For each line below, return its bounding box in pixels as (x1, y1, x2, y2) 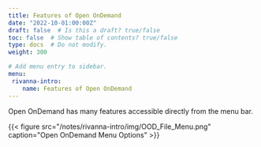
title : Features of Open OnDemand (8, 11, 122, 20)
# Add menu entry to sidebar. (8, 62, 108, 71)
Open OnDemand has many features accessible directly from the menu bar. (8, 106, 254, 115)
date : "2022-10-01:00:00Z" (8, 19, 97, 27)
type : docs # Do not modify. (8, 41, 108, 49)
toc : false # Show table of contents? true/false (8, 33, 178, 42)
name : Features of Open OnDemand (22, 85, 132, 92)
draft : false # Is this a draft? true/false (8, 26, 160, 34)
